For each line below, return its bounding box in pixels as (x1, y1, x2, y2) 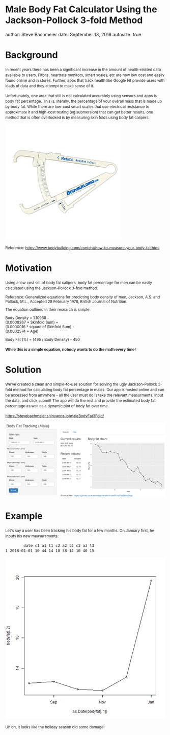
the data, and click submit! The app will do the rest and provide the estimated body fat (5, 398, 156, 403)
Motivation (5, 262, 52, 274)
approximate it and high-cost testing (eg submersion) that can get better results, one (5, 109, 154, 114)
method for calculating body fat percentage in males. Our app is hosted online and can (13, 387, 164, 392)
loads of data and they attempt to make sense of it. (5, 83, 94, 88)
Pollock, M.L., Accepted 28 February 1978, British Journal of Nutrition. (5, 299, 128, 304)
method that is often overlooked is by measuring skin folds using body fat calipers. (5, 115, 150, 120)
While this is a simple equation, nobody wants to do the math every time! (5, 347, 136, 352)
